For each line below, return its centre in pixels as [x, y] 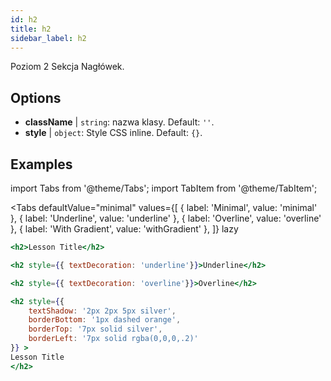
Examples [41, 164]
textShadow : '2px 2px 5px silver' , [102, 311]
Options [36, 97]
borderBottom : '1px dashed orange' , [105, 320]
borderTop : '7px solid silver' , [95, 329]
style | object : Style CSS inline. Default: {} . [113, 133]
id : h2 [24, 19]
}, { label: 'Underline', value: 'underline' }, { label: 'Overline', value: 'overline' [166, 218]
